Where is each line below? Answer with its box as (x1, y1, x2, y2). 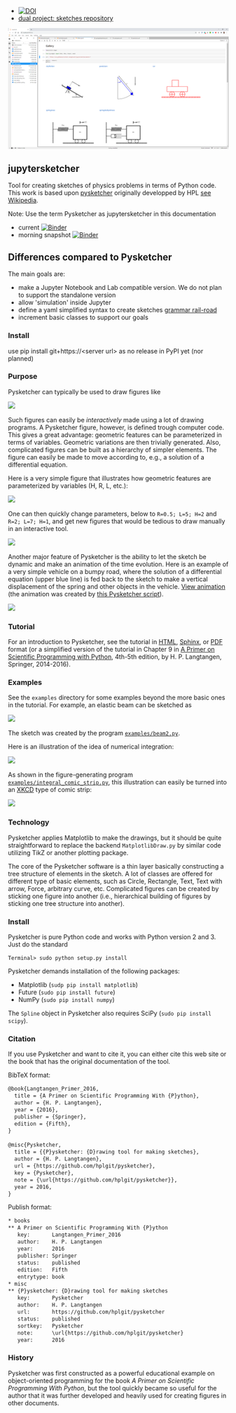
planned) (8, 354, 34, 363)
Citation (8, 1033, 36, 1043)
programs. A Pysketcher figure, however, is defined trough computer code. (8, 423, 225, 431)
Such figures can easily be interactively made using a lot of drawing (8, 415, 204, 424)
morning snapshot (18, 231, 71, 239)
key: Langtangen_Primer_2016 (17, 1231, 121, 1238)
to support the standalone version (18, 291, 116, 300)
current (18, 223, 40, 232)
